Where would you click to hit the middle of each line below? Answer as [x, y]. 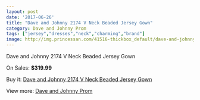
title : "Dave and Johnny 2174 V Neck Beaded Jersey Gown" [79, 23]
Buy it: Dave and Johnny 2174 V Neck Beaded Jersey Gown [79, 79]
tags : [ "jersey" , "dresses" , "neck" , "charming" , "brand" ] [76, 34]
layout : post [22, 12]
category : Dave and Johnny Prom [46, 28]
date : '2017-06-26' [30, 17]
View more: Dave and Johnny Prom [49, 91]
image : [14, 39]
